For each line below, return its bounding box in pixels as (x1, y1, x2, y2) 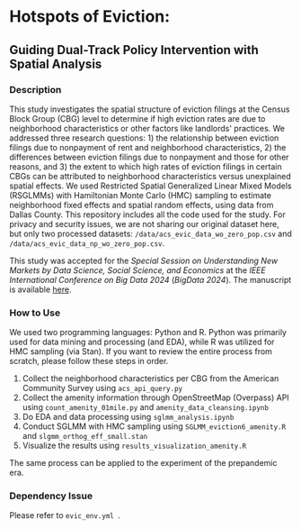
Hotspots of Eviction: (9, 6, 171, 27)
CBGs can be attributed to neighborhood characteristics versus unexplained (9, 170, 291, 181)
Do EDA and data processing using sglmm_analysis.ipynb (22, 412, 235, 423)
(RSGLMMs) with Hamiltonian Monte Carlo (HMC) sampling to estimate (9, 189, 272, 200)
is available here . (9, 284, 72, 295)
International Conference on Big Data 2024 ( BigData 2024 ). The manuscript (9, 274, 292, 285)
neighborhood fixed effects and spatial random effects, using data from (9, 199, 274, 210)
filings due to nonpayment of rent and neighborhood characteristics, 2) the (9, 141, 287, 152)
